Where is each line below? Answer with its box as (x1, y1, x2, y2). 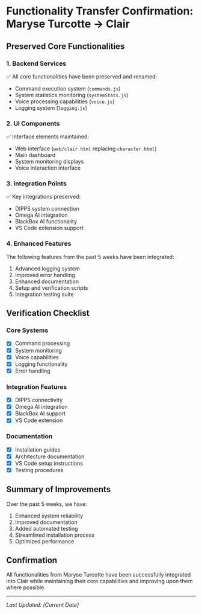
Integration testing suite (14, 290, 74, 298)
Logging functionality (14, 360, 68, 368)
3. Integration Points (6, 179, 67, 188)
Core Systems (6, 326, 49, 334)
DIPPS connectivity (14, 397, 63, 404)
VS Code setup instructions (14, 459, 83, 467)
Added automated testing (14, 525, 78, 532)
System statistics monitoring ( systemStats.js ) (14, 91, 129, 98)
